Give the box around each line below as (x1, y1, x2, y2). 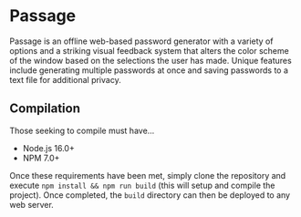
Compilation (9, 101, 80, 117)
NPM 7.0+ (22, 152, 60, 163)
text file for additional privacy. (9, 74, 121, 85)
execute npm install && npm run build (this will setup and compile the (9, 180, 275, 191)
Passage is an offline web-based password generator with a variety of (9, 36, 274, 46)
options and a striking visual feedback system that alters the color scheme (9, 45, 289, 56)
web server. (9, 199, 55, 210)
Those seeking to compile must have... (9, 125, 155, 136)
